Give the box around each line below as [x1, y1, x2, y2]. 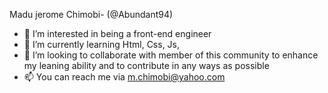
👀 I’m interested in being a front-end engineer [23, 28, 212, 39]
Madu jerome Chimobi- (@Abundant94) [9, 9, 174, 20]
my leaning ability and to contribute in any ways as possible [23, 60, 270, 71]
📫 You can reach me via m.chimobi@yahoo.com [23, 71, 226, 83]
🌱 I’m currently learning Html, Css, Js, [23, 39, 181, 50]
